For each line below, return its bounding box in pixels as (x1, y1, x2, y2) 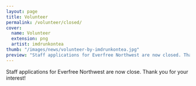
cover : (6, 25, 22, 31)
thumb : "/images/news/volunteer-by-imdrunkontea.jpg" (6, 47, 140, 53)
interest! (6, 74, 26, 81)
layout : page (6, 8, 38, 15)
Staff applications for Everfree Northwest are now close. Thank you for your (6, 68, 188, 75)
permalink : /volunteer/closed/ (6, 19, 82, 25)
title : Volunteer (6, 14, 48, 20)
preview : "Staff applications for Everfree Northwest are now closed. (6, 52, 181, 58)
